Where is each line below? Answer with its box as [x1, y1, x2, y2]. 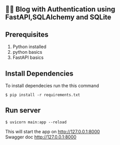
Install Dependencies [5, 69, 73, 78]
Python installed [12, 44, 47, 50]
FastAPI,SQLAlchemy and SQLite [5, 13, 111, 22]
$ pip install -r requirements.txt [5, 92, 81, 98]
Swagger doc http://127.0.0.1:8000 [5, 134, 77, 140]
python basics [12, 49, 43, 55]
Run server [5, 106, 41, 115]
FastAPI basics [12, 54, 44, 61]
